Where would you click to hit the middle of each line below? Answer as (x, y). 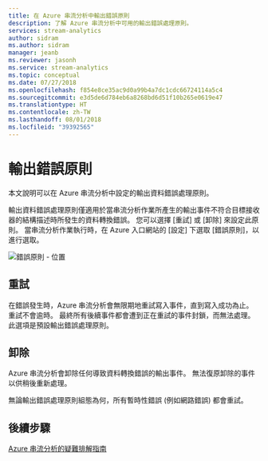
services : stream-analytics (55, 30)
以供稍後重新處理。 (40, 384)
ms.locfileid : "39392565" (51, 127)
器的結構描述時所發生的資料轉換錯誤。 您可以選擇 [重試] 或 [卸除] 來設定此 (130, 220)
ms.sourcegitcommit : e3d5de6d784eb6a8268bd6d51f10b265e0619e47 (116, 97)
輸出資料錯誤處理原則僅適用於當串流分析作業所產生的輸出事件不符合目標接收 (134, 209)
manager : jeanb (33, 53)
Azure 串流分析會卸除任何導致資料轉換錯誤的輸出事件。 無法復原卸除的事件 (132, 373)
